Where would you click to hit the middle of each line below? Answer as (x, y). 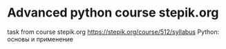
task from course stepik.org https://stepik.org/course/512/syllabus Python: (113, 32)
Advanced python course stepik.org (113, 13)
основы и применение (40, 39)
